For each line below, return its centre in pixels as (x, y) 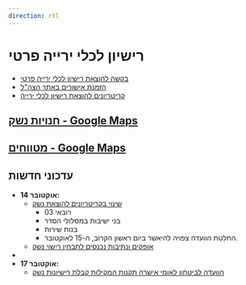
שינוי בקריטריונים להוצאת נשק (77, 203)
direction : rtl (34, 16)
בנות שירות (61, 229)
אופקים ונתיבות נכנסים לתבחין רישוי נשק (93, 246)
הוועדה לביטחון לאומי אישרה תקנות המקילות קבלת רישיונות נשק (128, 272)
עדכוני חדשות (41, 176)
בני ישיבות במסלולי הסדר (82, 221)
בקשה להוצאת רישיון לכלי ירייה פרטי (74, 78)
